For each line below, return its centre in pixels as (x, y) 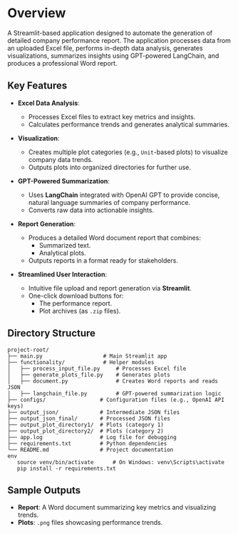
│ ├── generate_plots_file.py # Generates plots (89, 375)
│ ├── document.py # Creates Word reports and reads (113, 381)
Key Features (37, 86)
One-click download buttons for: (76, 296)
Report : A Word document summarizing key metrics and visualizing (117, 508)
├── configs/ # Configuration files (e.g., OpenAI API (116, 400)
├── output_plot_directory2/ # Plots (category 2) (86, 431)
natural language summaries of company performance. (109, 202)
